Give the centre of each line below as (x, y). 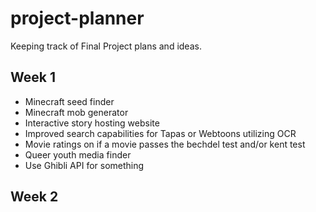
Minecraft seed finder (69, 101)
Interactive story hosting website (92, 123)
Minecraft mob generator (76, 112)
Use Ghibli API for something (84, 165)
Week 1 (33, 77)
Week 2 (34, 197)
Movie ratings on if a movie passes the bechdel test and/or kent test (165, 144)
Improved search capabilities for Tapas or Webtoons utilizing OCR (160, 133)
